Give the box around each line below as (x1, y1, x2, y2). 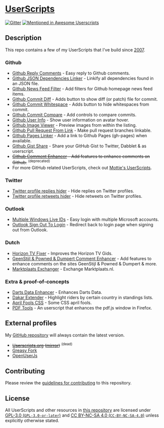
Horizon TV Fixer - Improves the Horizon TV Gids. (12, 250, 113, 256)
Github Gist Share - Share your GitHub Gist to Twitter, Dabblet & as (12, 143, 147, 149)
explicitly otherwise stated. (5, 417, 60, 423)
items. (12, 91, 25, 97)
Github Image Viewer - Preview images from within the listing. (12, 122, 137, 128)
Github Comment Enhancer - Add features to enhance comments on (12, 153, 150, 160)
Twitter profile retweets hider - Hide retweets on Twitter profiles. (12, 193, 142, 199)
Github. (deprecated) (12, 159, 50, 165)
